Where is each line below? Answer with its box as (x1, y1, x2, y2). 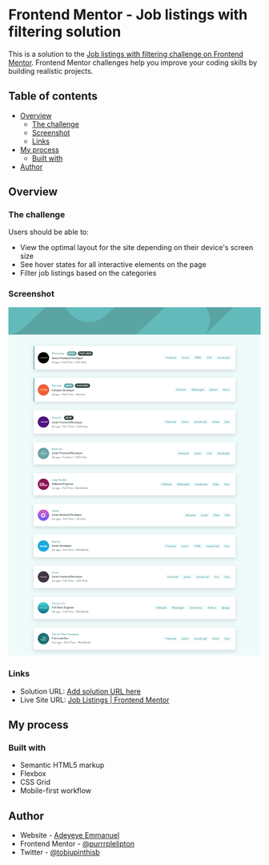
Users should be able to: (8, 227, 90, 237)
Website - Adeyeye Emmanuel (19, 831, 120, 840)
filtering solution (8, 22, 122, 41)
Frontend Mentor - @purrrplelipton (19, 839, 134, 849)
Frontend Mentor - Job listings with (8, 6, 248, 24)
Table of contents (8, 90, 98, 103)
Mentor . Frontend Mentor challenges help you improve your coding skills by (8, 58, 258, 67)
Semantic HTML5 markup (19, 760, 105, 770)
